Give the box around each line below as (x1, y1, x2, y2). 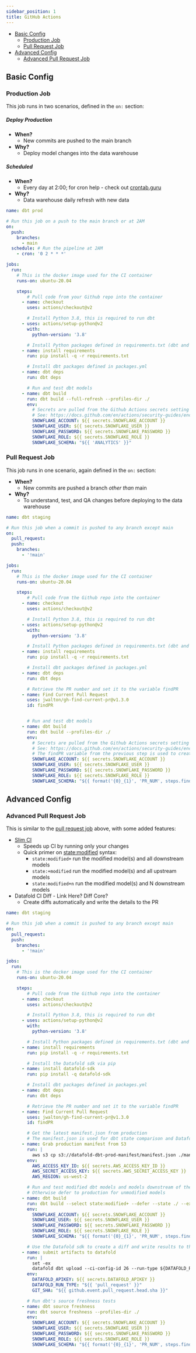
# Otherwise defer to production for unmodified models (27, 1190, 166, 1196)
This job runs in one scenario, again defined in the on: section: (6, 467, 156, 474)
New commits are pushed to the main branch (23, 137, 132, 144)
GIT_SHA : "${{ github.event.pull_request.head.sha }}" (32, 1287, 168, 1293)
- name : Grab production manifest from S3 (21, 1141, 127, 1148)
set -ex (32, 1260, 51, 1266)
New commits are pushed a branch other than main (23, 484, 147, 491)
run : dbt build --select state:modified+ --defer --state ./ (27, 1201, 179, 1207)
